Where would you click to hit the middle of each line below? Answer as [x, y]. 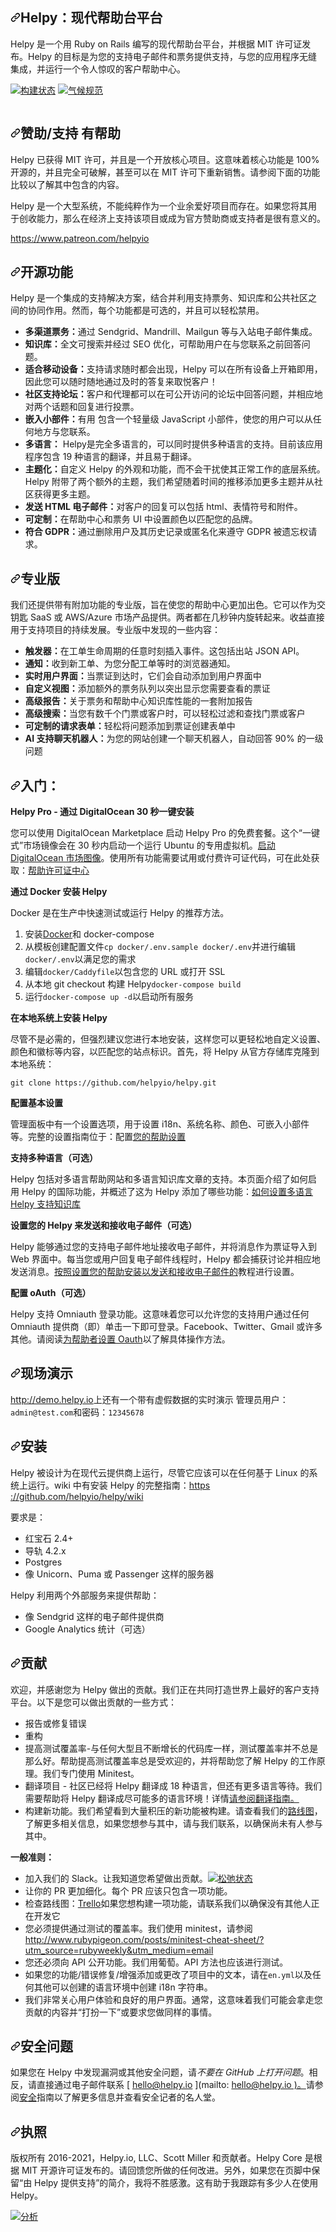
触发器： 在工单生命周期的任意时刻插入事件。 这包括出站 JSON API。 [164, 651]
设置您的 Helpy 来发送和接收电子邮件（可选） [104, 1225]
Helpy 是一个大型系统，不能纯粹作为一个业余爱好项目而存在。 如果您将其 [159, 205]
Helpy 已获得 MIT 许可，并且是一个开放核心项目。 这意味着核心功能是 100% [165, 159]
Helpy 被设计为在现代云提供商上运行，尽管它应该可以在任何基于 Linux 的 [160, 1472]
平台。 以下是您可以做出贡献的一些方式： [93, 1702]
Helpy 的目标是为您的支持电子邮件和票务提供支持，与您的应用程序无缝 [173, 56]
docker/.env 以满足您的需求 [80, 959]
